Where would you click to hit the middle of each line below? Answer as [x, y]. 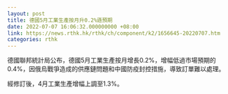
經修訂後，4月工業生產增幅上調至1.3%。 [65, 84]
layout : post [26, 14]
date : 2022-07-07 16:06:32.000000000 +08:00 [73, 26]
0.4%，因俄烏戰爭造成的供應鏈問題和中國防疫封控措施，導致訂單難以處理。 [116, 69]
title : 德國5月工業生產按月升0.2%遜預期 [60, 20]
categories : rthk [33, 40]
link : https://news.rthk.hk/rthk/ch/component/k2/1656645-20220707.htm [114, 33]
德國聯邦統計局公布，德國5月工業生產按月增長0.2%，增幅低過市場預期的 [112, 61]
